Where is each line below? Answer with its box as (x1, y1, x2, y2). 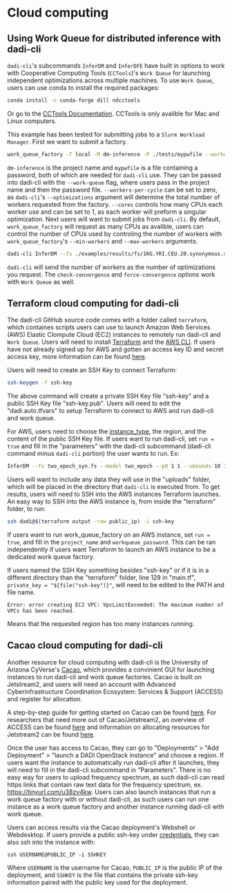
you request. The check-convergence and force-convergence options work (7, 270, 215, 278)
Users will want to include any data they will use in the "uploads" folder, (7, 475, 211, 484)
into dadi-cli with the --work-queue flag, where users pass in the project (7, 178, 210, 186)
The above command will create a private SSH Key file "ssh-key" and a (7, 392, 209, 401)
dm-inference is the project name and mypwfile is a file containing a (7, 163, 198, 172)
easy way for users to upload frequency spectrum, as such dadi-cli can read (7, 773, 225, 781)
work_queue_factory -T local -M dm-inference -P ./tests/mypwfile (7, 151, 202, 158)
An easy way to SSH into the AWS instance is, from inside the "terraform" (7, 497, 216, 506)
